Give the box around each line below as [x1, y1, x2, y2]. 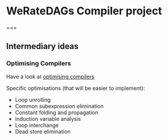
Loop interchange [14, 121, 59, 129]
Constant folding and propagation [14, 109, 98, 116]
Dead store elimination [14, 127, 71, 135]
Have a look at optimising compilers [6, 73, 95, 80]
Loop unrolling [14, 96, 51, 103]
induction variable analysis [14, 115, 81, 122]
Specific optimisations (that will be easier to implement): [6, 84, 145, 92]
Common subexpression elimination [14, 102, 104, 109]
